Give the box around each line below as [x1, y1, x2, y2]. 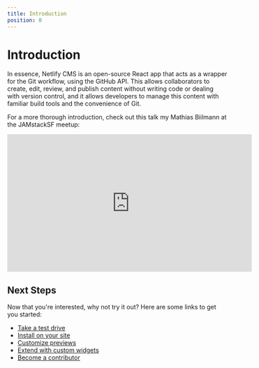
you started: [7, 310, 42, 318]
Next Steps [7, 284, 57, 296]
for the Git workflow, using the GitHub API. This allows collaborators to [7, 78, 210, 86]
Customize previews [17, 339, 77, 347]
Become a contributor [17, 353, 80, 362]
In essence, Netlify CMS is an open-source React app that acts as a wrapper [7, 70, 228, 78]
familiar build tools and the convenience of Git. [7, 99, 142, 108]
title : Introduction [7, 10, 68, 17]
